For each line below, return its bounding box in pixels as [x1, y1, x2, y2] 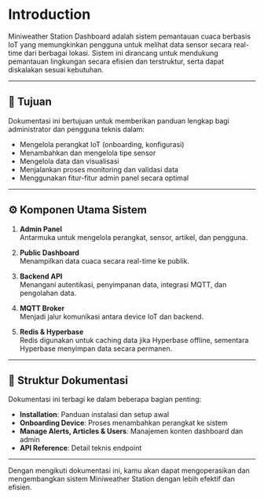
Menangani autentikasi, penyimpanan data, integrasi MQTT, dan [19, 279, 227, 289]
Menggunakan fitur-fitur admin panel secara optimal [19, 173, 189, 183]
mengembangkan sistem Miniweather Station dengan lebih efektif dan [8, 474, 236, 484]
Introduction [8, 6, 91, 24]
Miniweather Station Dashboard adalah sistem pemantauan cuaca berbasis [8, 31, 251, 41]
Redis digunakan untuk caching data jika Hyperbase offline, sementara [19, 335, 249, 345]
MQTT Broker [19, 303, 65, 312]
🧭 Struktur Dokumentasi [8, 374, 128, 387]
